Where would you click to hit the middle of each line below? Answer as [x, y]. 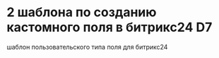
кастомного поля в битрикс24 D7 [109, 27]
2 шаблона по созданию [82, 12]
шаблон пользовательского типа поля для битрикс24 [87, 47]
